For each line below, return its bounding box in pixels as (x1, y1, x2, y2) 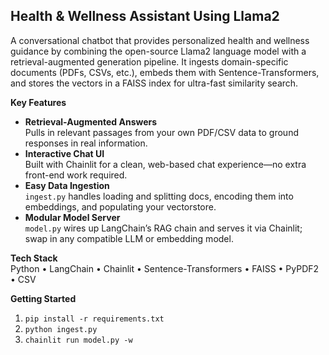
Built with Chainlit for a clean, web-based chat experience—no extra (24, 158, 307, 170)
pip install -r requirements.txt (24, 314, 165, 324)
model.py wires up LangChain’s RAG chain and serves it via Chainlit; (24, 222, 303, 234)
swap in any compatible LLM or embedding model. (24, 232, 234, 244)
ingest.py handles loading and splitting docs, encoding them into (24, 190, 294, 202)
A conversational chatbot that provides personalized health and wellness (10, 34, 310, 46)
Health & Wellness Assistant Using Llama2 (10, 8, 280, 25)
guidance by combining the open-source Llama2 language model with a (10, 45, 307, 57)
